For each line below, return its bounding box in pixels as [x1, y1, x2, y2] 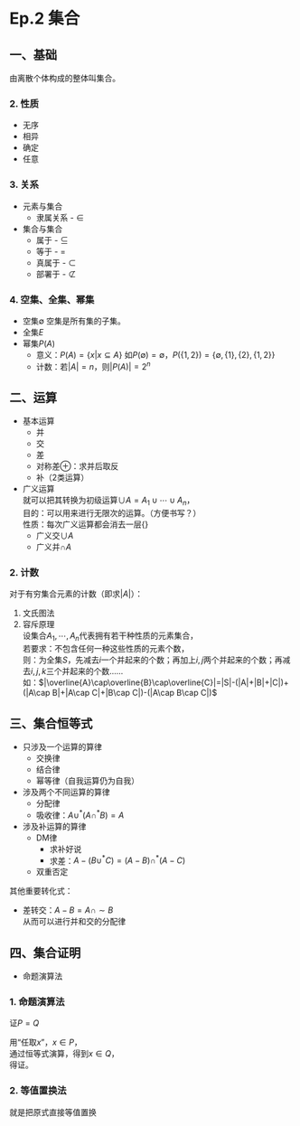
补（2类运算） [35, 472, 89, 483]
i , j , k [30, 666, 47, 677]
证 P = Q [9, 1018, 40, 1028]
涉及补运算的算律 [22, 821, 87, 831]
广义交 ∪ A [35, 530, 74, 541]
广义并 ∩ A [35, 541, 72, 552]
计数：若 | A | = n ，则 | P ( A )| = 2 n [35, 359, 151, 371]
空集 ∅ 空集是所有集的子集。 [22, 315, 127, 326]
